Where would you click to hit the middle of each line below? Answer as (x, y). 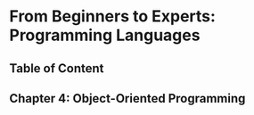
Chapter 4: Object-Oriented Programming (127, 99)
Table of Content (57, 68)
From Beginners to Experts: (113, 16)
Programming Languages (105, 35)
